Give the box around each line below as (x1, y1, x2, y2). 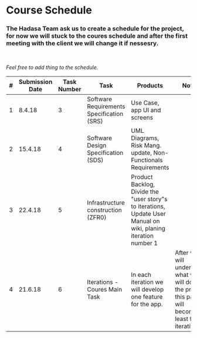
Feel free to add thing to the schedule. (6, 64, 98, 71)
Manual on (131, 217, 160, 225)
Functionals (131, 156, 163, 165)
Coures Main (87, 286, 123, 294)
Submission (18, 78, 53, 86)
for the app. (131, 300, 163, 309)
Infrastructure (87, 199, 125, 207)
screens (131, 113, 154, 122)
